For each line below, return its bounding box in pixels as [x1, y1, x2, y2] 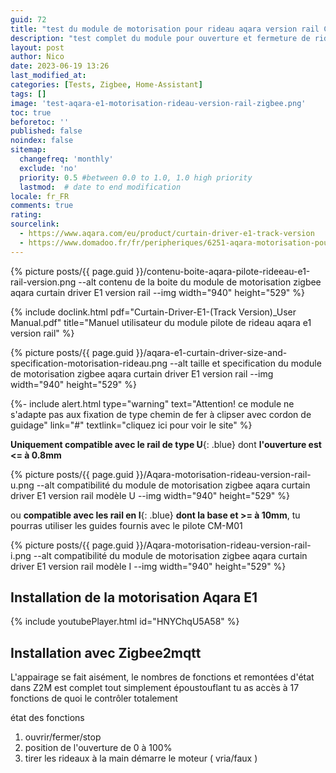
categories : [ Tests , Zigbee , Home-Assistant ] [10, 80, 203, 90]
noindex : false [10, 136, 74, 146]
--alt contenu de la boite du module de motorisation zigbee [78, 276, 322, 288]
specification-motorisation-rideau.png [10, 357, 168, 369]
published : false [10, 126, 83, 136]
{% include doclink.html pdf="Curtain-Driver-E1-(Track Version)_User [10, 306, 297, 318]
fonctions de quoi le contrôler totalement [10, 692, 178, 705]
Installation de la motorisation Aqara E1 [10, 589, 258, 606]
